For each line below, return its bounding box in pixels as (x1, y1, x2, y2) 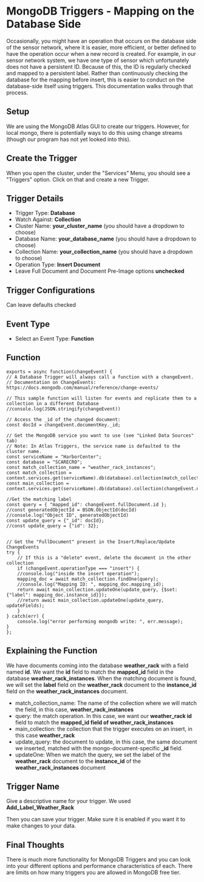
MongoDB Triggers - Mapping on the (6, 4, 195, 18)
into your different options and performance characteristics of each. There (6, 863, 193, 870)
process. (6, 89, 29, 96)
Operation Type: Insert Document (15, 261, 101, 268)
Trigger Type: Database (15, 210, 75, 217)
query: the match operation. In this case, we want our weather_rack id (15, 712, 192, 719)
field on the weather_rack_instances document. (6, 688, 128, 695)
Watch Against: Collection (15, 216, 81, 223)
